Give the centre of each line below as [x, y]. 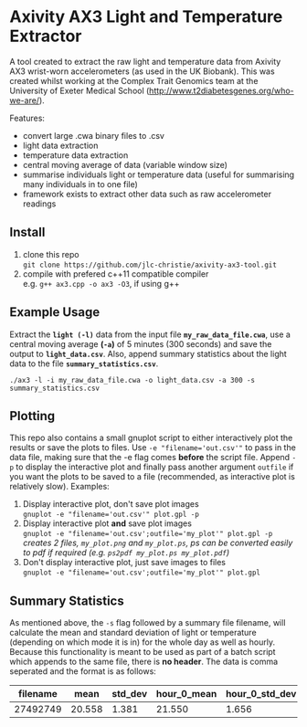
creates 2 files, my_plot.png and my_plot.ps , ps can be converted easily [158, 543]
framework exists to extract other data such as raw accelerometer [147, 194]
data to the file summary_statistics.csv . [84, 363]
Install [27, 232]
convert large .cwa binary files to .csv [93, 135]
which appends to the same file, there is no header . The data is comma [144, 662]
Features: [27, 118]
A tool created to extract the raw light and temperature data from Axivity [145, 61]
